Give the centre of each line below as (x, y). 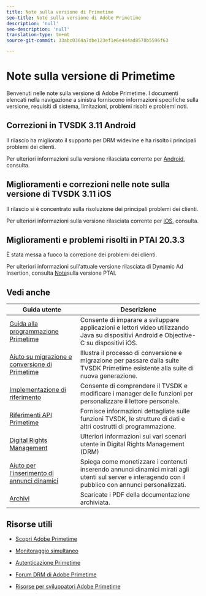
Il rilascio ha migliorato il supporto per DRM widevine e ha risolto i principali (101, 140)
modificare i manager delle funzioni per (137, 394)
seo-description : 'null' (38, 29)
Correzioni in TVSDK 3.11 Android (71, 125)
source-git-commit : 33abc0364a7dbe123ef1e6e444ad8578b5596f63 (87, 40)
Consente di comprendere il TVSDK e (134, 386)
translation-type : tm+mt (38, 35)
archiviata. (95, 502)
